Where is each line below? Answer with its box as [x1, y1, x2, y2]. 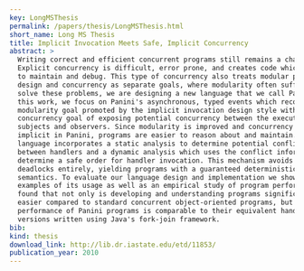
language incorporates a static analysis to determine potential [17, 139, 270, 148]
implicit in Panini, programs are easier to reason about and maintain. [17, 131, 298, 140]
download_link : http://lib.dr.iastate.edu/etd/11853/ [9, 240, 217, 249]
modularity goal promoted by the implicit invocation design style [17, 106, 278, 115]
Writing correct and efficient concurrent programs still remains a [17, 55, 281, 64]
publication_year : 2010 [9, 248, 100, 257]
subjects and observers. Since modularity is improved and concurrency [17, 123, 294, 132]
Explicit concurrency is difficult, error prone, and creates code [17, 64, 278, 73]
